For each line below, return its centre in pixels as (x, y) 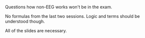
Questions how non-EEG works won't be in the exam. (59, 7)
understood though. (25, 21)
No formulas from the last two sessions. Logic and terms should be (72, 16)
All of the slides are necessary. (36, 31)
